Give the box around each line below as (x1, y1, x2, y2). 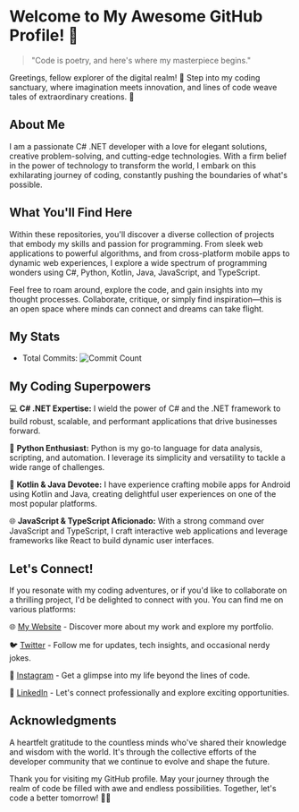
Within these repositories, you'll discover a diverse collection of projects (9, 228, 275, 239)
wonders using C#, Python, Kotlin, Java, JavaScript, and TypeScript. (9, 267, 261, 278)
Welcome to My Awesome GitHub (9, 6, 263, 27)
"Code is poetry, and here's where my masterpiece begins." (30, 55, 252, 65)
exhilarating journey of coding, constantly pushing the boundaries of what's (9, 169, 288, 180)
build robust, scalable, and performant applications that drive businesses (9, 416, 278, 427)
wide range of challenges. (9, 462, 105, 473)
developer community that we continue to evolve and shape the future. (9, 756, 270, 766)
